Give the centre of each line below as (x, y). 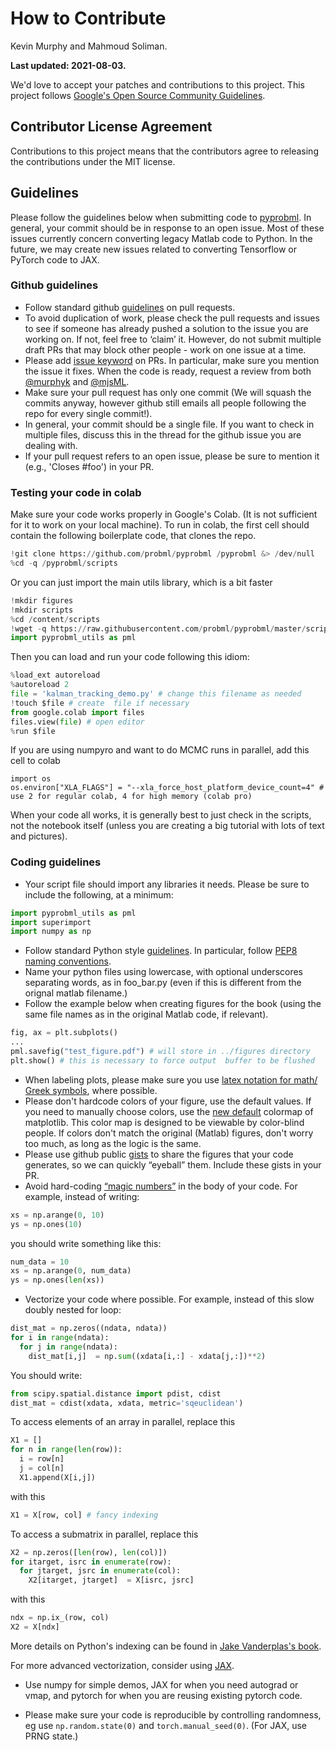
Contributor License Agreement (111, 127)
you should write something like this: (86, 1243)
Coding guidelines (56, 862)
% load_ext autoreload (55, 675)
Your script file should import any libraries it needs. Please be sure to (167, 884)
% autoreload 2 (40, 685)
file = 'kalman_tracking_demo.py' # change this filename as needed (156, 694)
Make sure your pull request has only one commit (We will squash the (168, 392)
